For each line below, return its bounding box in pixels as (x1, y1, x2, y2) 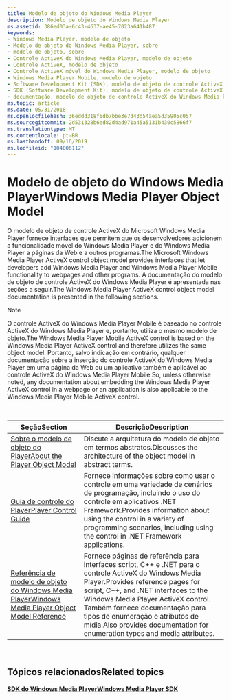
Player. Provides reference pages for (83, 577, 201, 586)
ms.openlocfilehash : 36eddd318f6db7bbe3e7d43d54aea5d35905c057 (7, 112, 192, 119)
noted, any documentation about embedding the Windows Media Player (7, 377, 211, 386)
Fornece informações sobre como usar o (83, 470, 215, 480)
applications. (83, 539, 125, 549)
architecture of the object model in (83, 451, 195, 461)
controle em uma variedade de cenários (83, 479, 212, 489)
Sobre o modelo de (10, 434, 72, 443)
